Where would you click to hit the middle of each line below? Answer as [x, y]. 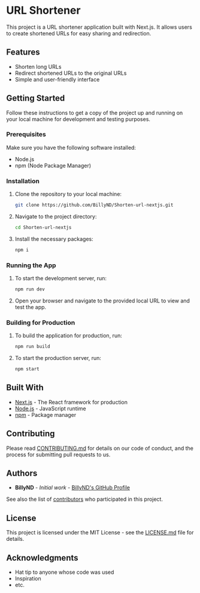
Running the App [31, 265]
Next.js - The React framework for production [71, 402]
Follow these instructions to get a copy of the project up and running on [95, 113]
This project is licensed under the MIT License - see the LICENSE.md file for [100, 533]
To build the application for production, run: [69, 335]
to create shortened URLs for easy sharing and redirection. [79, 33]
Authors [22, 474]
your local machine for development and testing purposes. [78, 119]
